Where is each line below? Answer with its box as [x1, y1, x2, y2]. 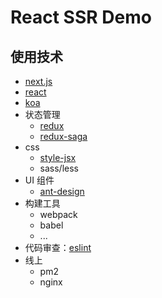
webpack [39, 209, 78, 220]
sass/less [39, 162, 80, 174]
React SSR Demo [10, 6, 152, 29]
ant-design [39, 186, 85, 197]
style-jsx [39, 152, 77, 163]
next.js [24, 76, 53, 87]
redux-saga [39, 131, 88, 142]
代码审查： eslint [24, 242, 92, 253]
